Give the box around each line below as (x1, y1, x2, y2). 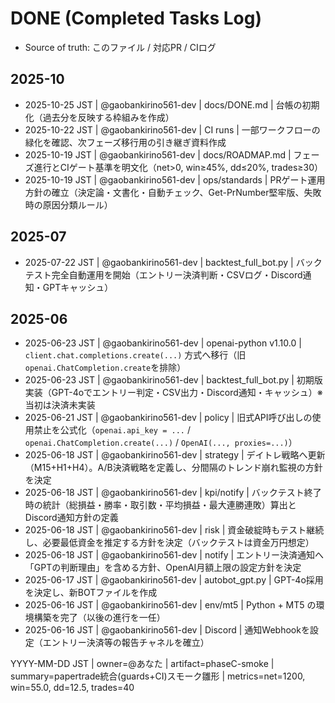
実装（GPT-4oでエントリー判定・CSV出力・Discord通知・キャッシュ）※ (24, 387, 323, 399)
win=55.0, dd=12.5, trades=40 (10, 682, 135, 694)
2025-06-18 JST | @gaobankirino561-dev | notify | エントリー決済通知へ (24, 549, 325, 561)
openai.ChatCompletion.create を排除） (24, 362, 187, 374)
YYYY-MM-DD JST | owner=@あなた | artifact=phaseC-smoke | (10, 658, 275, 670)
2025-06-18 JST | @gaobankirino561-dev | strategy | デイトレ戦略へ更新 (24, 449, 326, 461)
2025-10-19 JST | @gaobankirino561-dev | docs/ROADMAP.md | (24, 148, 292, 161)
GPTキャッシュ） (42, 281, 114, 293)
